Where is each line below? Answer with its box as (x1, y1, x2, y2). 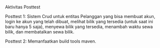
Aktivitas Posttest (5, 4, 41, 10)
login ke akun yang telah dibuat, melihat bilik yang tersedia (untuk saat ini (5, 19, 153, 24)
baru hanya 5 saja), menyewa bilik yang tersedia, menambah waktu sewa (5, 24, 153, 30)
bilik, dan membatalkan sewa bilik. (5, 29, 75, 34)
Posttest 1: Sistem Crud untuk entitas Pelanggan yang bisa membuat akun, (5, 14, 156, 19)
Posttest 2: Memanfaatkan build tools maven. (5, 38, 97, 44)
